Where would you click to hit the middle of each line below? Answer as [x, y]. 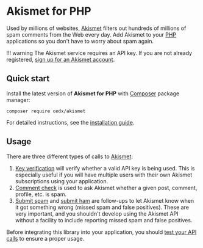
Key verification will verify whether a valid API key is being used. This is [105, 168]
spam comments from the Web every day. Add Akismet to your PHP [91, 34]
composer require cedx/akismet [46, 111]
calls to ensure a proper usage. [45, 238]
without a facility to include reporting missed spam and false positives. [104, 220]
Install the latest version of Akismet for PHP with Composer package [93, 93]
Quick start [28, 78]
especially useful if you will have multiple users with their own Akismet [104, 175]
